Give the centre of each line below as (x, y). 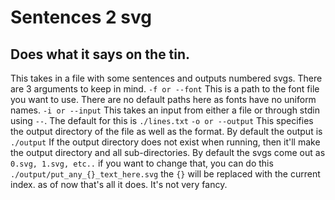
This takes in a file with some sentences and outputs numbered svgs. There (166, 78)
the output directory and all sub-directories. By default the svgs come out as (168, 152)
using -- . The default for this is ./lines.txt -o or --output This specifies (162, 120)
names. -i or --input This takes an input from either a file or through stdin (165, 110)
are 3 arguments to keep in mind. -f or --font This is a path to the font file (165, 89)
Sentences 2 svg (81, 17)
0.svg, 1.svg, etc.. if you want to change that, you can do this (142, 163)
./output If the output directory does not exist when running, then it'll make (165, 142)
